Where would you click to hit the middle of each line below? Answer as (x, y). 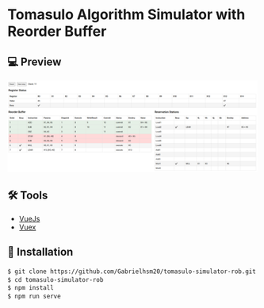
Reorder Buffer (57, 31)
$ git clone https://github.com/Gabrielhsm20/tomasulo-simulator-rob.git (132, 271)
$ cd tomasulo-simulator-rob (55, 279)
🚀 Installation (40, 252)
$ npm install (31, 288)
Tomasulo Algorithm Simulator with (126, 15)
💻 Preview (34, 62)
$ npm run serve (34, 296)
